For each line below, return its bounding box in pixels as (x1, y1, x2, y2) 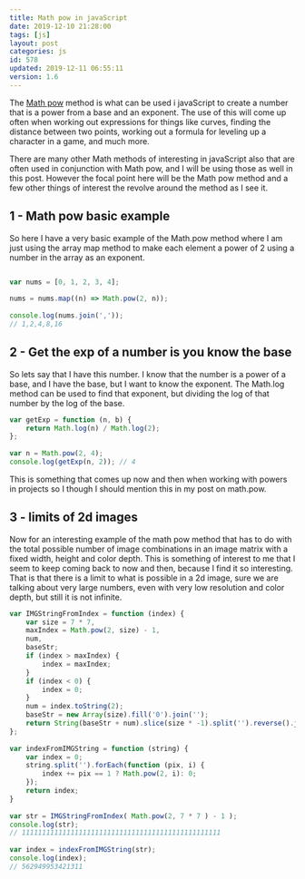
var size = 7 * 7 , (25, 618, 95, 627)
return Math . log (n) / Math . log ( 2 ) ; (25, 424, 161, 433)
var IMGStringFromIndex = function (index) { (9, 609, 184, 618)
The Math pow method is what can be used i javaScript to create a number (9, 97, 289, 108)
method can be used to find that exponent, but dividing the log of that (9, 387, 270, 399)
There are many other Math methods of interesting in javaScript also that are (9, 153, 295, 164)
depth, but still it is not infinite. (9, 591, 123, 602)
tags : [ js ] (9, 30, 51, 39)
